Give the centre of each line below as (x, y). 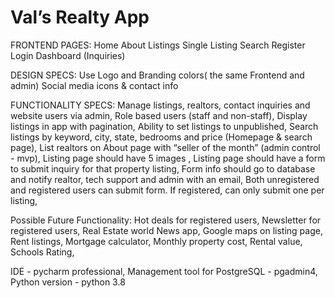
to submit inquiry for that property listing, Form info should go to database (163, 168)
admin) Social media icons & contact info (94, 85)
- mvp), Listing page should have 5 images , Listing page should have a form (168, 158)
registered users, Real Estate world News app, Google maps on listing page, (166, 230)
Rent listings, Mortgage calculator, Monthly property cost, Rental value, (156, 241)
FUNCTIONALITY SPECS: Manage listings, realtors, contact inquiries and (160, 105)
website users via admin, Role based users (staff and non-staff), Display (159, 115)
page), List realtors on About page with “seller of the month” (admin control (165, 147)
